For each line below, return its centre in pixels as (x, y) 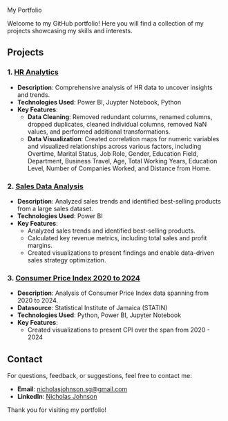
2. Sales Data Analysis (46, 186)
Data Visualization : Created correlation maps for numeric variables (123, 138)
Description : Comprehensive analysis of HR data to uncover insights (115, 87)
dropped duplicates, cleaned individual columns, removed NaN (117, 124)
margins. (40, 245)
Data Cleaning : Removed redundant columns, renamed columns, (120, 116)
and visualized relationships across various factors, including (114, 146)
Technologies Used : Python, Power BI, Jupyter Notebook (99, 315)
